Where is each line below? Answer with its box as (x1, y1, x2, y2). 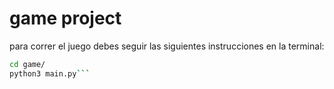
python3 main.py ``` (9, 68, 91, 79)
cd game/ (9, 59, 46, 69)
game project (9, 7, 122, 30)
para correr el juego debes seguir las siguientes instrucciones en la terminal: (9, 40, 325, 52)
